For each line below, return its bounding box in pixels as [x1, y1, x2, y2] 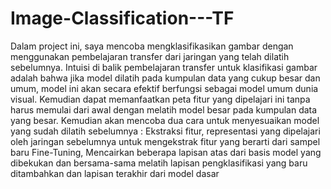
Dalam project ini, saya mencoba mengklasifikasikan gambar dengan [10, 40, 294, 52]
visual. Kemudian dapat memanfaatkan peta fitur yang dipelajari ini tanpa [10, 93, 311, 105]
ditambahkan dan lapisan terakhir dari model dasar [10, 167, 220, 179]
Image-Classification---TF [10, 7, 235, 30]
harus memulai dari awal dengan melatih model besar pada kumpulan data [10, 103, 318, 116]
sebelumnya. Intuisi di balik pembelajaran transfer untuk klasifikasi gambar [10, 61, 318, 73]
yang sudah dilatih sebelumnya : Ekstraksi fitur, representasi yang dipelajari [10, 125, 321, 137]
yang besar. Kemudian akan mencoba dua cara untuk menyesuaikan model [10, 114, 320, 126]
